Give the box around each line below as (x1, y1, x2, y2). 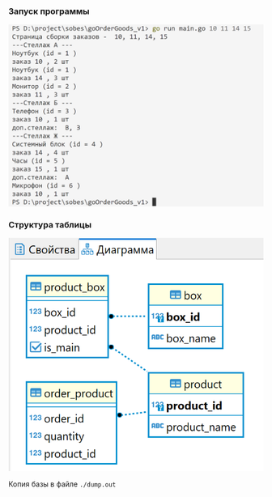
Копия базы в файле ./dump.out (8, 479, 117, 489)
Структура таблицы (8, 219, 91, 230)
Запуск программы (8, 6, 91, 17)
